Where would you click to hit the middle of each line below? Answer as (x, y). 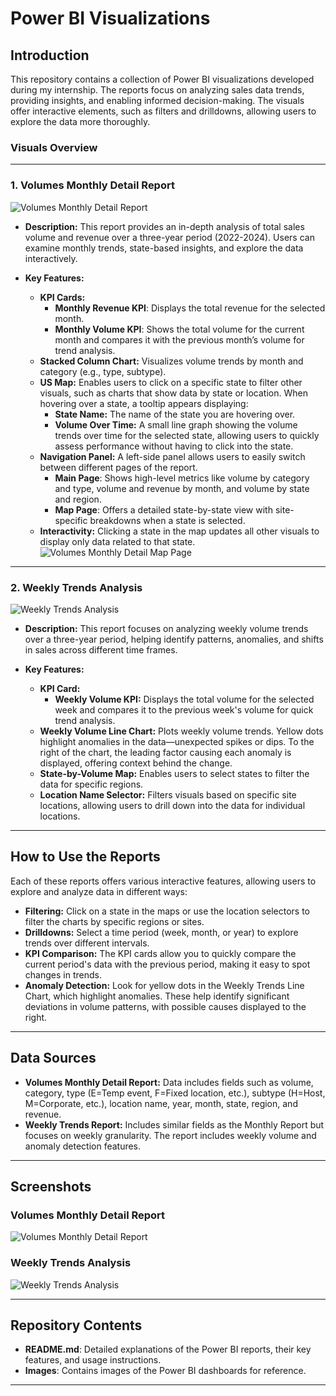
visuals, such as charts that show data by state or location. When (173, 393)
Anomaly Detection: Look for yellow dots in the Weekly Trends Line (164, 985)
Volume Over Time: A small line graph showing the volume (176, 424)
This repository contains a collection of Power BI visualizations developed (162, 79)
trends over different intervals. (87, 943)
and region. (78, 499)
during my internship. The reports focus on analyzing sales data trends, (157, 90)
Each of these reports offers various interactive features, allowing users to (163, 881)
